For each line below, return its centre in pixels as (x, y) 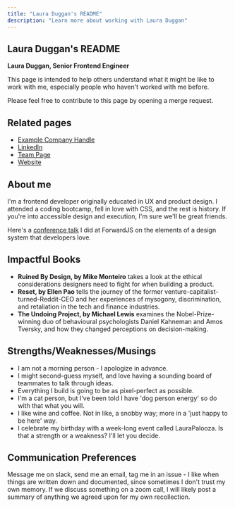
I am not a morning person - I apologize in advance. (92, 368)
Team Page (34, 155)
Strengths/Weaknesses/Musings (82, 351)
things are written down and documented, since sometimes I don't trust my (116, 482)
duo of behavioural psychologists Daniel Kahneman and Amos (133, 321)
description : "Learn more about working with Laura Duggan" (98, 20)
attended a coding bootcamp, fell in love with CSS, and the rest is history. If (117, 209)
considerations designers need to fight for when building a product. (116, 284)
